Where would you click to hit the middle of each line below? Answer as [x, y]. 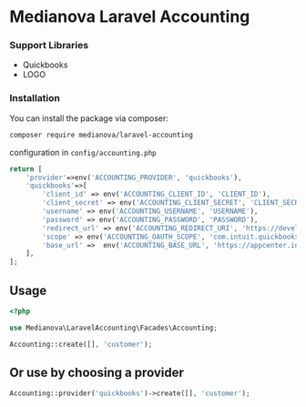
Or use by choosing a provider [97, 372]
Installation [35, 98]
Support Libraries [49, 46]
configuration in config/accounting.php [83, 152]
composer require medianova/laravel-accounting [102, 135]
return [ [26, 169]
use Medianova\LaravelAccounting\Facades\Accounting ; [114, 328]
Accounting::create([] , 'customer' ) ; [81, 344]
